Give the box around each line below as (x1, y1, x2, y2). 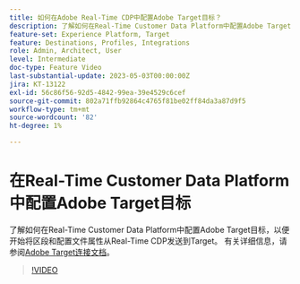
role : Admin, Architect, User (9, 47, 123, 56)
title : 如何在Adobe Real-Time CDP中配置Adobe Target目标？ (9, 13, 222, 22)
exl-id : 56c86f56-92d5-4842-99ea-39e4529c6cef (9, 88, 186, 97)
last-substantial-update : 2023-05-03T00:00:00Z (9, 72, 191, 81)
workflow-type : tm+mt (9, 105, 90, 114)
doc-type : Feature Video (9, 64, 102, 73)
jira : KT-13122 (9, 80, 66, 89)
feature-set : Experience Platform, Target (9, 30, 170, 39)
